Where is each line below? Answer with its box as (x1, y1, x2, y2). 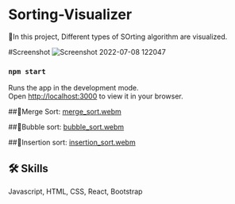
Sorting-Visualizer (8, 6, 133, 24)
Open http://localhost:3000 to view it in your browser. (8, 91, 184, 101)
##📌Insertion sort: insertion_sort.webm (8, 137, 137, 148)
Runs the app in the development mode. (8, 83, 139, 93)
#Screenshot (8, 47, 51, 56)
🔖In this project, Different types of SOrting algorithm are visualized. (8, 32, 228, 41)
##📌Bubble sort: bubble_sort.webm (8, 122, 125, 132)
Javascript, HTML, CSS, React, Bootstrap (8, 187, 143, 196)
